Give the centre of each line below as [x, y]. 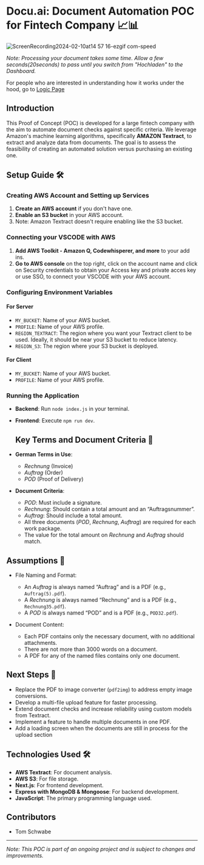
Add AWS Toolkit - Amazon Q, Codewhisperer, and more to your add [102, 250]
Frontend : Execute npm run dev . [55, 421]
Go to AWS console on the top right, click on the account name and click [106, 263]
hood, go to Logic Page [36, 89]
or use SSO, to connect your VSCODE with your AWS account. [93, 276]
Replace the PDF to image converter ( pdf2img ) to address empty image [104, 689]
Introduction [30, 109]
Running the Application [43, 395]
